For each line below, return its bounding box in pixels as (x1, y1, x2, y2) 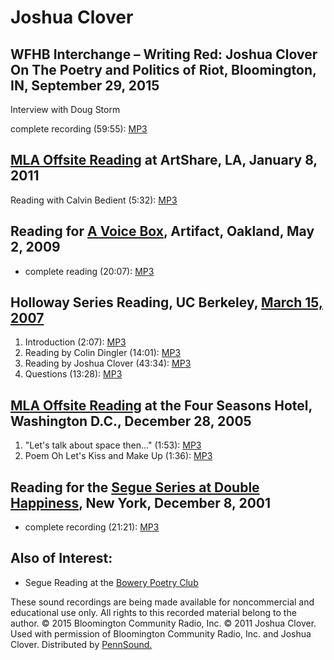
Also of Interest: (10, 550, 113, 567)
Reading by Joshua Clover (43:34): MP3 (24, 357, 192, 370)
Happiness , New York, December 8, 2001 (10, 494, 272, 511)
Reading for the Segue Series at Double (10, 479, 260, 496)
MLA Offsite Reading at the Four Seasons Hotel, (10, 397, 313, 414)
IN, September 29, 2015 (10, 77, 160, 94)
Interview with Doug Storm (10, 104, 121, 115)
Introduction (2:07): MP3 (24, 336, 127, 348)
